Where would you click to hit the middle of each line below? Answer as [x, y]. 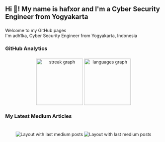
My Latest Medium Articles [39, 116]
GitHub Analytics [26, 48]
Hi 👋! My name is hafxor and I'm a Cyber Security [82, 9]
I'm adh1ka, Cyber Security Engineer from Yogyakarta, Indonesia [71, 36]
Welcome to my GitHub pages [36, 31]
